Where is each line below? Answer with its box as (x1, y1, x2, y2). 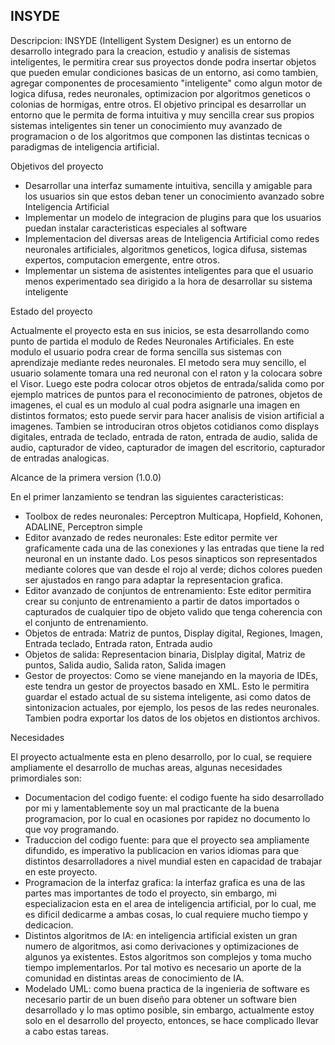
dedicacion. (24, 919, 74, 931)
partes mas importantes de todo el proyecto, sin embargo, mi (24, 887, 277, 899)
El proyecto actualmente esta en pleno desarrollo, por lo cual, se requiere (10, 750, 313, 763)
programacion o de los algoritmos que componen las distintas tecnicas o (10, 130, 310, 142)
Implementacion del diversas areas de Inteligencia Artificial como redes (24, 232, 320, 244)
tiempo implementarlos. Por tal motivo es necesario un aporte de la (24, 961, 302, 973)
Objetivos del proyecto (10, 160, 104, 172)
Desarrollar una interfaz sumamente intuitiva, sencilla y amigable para (24, 179, 313, 191)
